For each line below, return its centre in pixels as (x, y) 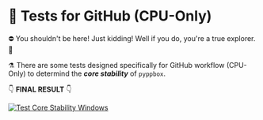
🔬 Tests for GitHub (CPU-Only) (110, 16)
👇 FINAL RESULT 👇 (40, 89)
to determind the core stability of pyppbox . (97, 73)
